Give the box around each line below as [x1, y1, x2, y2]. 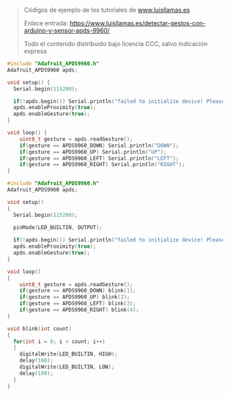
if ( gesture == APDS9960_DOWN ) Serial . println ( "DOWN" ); [19, 142, 179, 149]
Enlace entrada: [23, 19, 68, 27]
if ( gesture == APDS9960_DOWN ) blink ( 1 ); [19, 288, 136, 294]
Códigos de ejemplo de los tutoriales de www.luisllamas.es [23, 6, 190, 14]
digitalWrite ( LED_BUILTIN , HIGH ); [19, 351, 118, 358]
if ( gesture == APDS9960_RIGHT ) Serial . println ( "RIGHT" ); [19, 161, 186, 168]
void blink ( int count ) [7, 325, 72, 332]
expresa [23, 47, 47, 55]
